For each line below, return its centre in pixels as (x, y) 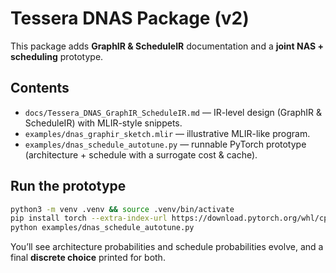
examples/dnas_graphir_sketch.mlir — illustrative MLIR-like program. (167, 133)
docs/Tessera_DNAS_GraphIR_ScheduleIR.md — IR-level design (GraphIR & (173, 112)
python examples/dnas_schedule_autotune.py (102, 228)
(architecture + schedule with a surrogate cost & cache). (141, 154)
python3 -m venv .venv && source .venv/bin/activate (122, 209)
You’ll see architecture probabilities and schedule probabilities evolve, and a (167, 247)
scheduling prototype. (57, 56)
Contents (40, 88)
